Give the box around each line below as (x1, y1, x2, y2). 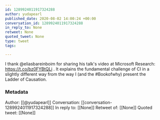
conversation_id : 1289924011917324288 (5, 20, 83, 26)
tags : (5, 43, 16, 48)
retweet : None (5, 30, 34, 34)
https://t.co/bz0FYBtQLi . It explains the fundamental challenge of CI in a (5, 66, 150, 72)
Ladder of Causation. (5, 76, 47, 82)
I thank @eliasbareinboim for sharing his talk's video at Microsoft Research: (5, 61, 156, 67)
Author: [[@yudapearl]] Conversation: (5, 99, 81, 105)
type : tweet (5, 39, 29, 44)
